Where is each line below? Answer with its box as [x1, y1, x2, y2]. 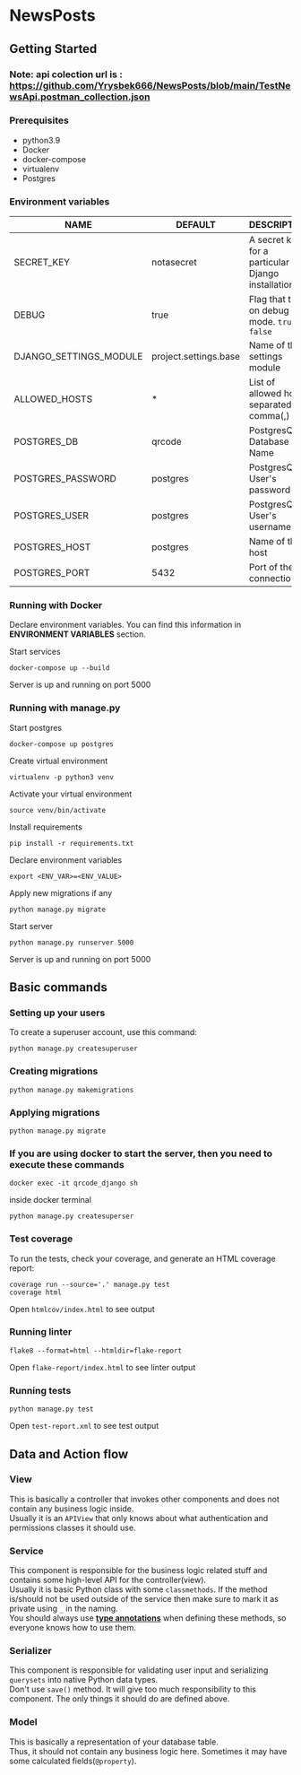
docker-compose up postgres [9, 739, 115, 749]
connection [248, 572, 297, 585]
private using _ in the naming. [9, 1603, 118, 1614]
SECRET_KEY [13, 257, 70, 269]
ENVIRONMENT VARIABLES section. [9, 629, 146, 640]
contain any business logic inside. [9, 1503, 134, 1514]
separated [248, 398, 292, 411]
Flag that [248, 293, 287, 306]
